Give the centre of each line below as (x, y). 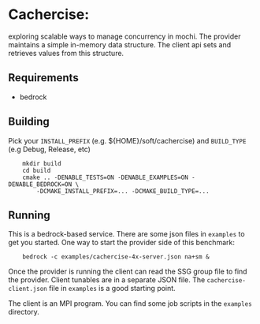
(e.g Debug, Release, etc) (49, 149)
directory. (24, 312)
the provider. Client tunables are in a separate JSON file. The (107, 280)
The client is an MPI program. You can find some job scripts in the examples (130, 304)
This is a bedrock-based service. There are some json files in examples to (127, 234)
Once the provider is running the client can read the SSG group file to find (128, 272)
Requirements (43, 78)
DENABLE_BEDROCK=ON (40, 184)
